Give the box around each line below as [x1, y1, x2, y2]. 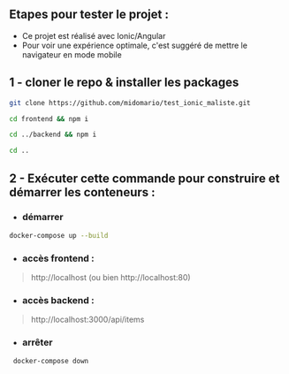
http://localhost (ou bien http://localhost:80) [30, 271, 192, 282]
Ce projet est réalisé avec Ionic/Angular [21, 30, 166, 41]
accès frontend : [21, 252, 95, 264]
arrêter [21, 336, 53, 348]
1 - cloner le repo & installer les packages [9, 75, 240, 90]
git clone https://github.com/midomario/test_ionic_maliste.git [9, 98, 251, 107]
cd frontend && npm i [9, 114, 89, 123]
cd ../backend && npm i [9, 130, 97, 140]
